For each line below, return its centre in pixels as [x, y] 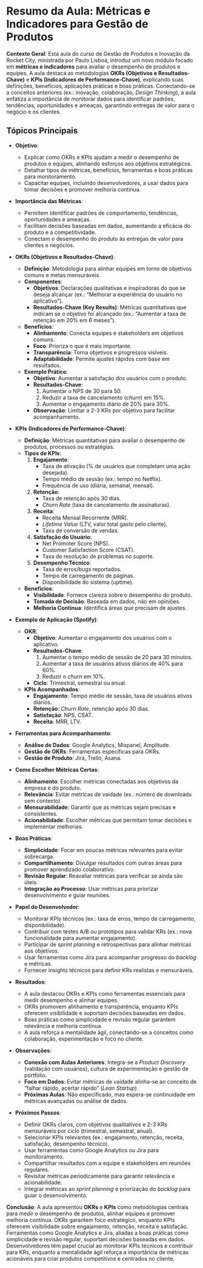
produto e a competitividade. [60, 232]
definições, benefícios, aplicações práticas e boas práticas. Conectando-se [101, 86]
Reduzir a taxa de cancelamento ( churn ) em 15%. [104, 397]
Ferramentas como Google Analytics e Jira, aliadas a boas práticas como [98, 1233]
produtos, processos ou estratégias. [69, 446]
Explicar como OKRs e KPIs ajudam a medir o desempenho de [101, 157]
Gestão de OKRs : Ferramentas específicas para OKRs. [92, 751]
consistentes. [41, 813]
